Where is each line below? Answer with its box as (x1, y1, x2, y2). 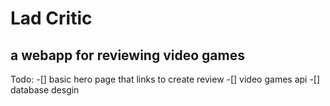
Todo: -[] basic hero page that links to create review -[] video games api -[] (10, 73, 321, 85)
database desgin (10, 84, 80, 96)
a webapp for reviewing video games (10, 47, 245, 64)
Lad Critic (10, 7, 93, 30)
